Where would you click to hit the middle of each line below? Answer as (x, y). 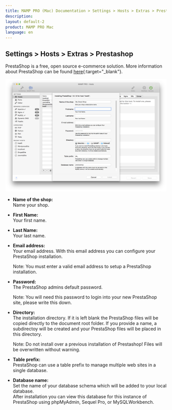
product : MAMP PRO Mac (29, 27)
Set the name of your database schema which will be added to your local (90, 385)
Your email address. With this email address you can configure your (84, 251)
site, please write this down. (42, 303)
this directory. (27, 334)
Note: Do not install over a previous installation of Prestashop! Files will (87, 344)
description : (19, 16)
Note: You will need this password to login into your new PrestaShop (85, 297)
